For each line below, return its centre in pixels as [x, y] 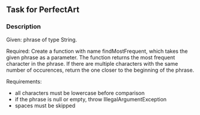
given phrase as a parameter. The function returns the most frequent [91, 57]
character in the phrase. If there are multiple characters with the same [92, 63]
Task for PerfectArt [43, 10]
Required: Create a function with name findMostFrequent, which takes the [97, 51]
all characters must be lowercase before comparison [80, 93]
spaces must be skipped [45, 106]
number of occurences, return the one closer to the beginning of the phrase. [100, 70]
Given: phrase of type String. [42, 39]
